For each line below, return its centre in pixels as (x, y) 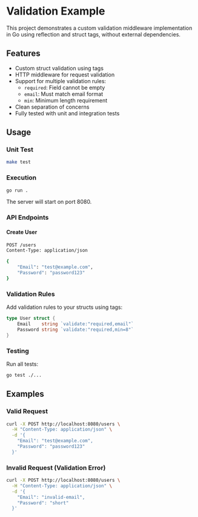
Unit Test (20, 150)
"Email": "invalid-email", (51, 497)
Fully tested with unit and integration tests (67, 113)
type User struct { (31, 319)
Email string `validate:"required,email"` (76, 324)
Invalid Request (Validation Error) (56, 467)
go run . (17, 190)
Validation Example (56, 11)
